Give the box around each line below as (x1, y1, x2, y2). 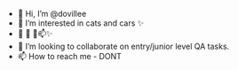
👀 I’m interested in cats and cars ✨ (17, 18, 145, 28)
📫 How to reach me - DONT (17, 51, 123, 61)
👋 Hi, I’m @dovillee (17, 9, 87, 19)
